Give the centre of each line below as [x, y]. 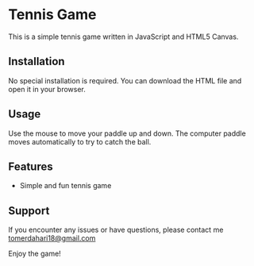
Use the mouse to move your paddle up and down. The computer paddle [127, 133]
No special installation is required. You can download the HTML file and [125, 80]
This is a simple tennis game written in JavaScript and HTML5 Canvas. [123, 37]
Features [31, 166]
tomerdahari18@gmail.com [52, 238]
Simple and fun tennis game [65, 186]
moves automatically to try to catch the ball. [80, 141]
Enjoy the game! [35, 254]
